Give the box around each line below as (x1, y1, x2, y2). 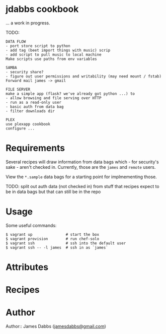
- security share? (5, 69, 44, 74)
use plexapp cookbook (5, 122, 51, 127)
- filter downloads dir (5, 108, 55, 114)
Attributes (5, 262, 49, 272)
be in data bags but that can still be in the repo (5, 189, 101, 195)
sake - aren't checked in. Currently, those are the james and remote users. (5, 164, 156, 170)
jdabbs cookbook (5, 3, 79, 15)
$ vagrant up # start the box (5, 232, 99, 237)
